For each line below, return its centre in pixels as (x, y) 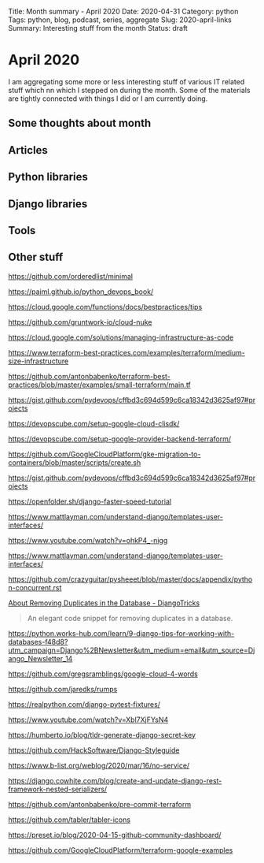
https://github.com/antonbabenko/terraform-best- (90, 376)
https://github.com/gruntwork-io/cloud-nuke (80, 322)
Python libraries (48, 177)
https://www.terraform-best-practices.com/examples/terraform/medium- (127, 352)
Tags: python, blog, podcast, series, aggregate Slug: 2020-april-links (120, 20)
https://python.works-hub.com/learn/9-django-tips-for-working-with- (121, 633)
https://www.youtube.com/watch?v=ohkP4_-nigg (88, 540)
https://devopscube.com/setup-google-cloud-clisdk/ (94, 423)
